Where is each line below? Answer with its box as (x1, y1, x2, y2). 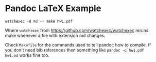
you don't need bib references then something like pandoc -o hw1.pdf (5, 47, 144, 53)
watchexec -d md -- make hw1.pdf (5, 19, 73, 24)
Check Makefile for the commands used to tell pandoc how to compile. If (5, 42, 151, 47)
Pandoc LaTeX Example (5, 3, 102, 14)
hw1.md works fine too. (5, 52, 50, 58)
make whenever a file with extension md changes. (5, 32, 105, 38)
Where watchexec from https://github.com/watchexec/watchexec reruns (5, 27, 149, 33)
